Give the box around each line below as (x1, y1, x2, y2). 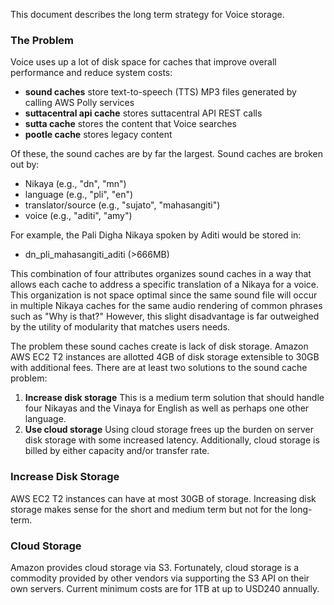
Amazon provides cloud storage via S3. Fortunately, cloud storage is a (10, 561, 299, 573)
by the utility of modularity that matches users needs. (10, 321, 231, 333)
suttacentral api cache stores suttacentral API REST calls (24, 107, 263, 119)
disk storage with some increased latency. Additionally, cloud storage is (24, 434, 320, 446)
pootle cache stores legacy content (24, 129, 173, 141)
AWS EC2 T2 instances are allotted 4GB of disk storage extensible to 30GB (10, 351, 320, 363)
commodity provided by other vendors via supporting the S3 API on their (10, 572, 310, 584)
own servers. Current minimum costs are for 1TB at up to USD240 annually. (10, 582, 320, 594)
